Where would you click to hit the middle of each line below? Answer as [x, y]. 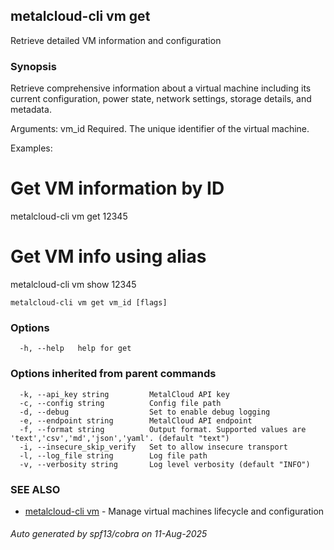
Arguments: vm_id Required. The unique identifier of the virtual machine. [160, 129]
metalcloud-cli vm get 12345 [69, 216]
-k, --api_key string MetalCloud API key [124, 394]
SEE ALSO [35, 489]
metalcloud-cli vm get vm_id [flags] [89, 302]
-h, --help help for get [75, 349]
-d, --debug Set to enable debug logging [145, 412]
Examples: [31, 148]
